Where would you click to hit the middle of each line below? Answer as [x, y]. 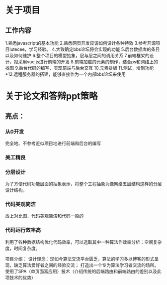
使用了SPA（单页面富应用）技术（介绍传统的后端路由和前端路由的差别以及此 [83, 271]
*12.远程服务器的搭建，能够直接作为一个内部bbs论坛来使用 [65, 74]
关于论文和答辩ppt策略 [51, 96]
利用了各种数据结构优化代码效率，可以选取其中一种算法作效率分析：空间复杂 [83, 242]
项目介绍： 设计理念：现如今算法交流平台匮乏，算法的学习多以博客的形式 [80, 259]
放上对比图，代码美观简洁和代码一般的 [44, 216]
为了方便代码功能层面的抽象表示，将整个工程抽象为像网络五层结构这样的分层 [83, 184]
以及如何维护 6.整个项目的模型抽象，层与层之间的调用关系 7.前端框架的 [78, 56]
